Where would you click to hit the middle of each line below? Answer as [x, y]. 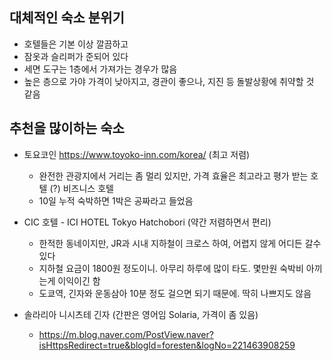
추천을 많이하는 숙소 [67, 128]
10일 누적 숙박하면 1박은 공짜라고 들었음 [116, 200]
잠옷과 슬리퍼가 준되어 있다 [76, 56]
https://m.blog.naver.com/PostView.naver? [126, 334]
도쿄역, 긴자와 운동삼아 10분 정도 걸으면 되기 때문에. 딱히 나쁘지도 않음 [175, 293]
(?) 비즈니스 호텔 [81, 188]
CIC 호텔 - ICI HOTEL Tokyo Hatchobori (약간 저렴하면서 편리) [147, 222]
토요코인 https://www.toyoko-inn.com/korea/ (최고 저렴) [137, 154]
